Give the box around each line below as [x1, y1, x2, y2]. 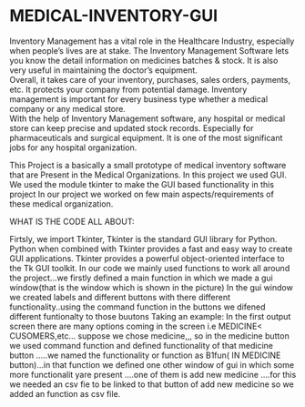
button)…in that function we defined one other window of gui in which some [9, 359, 294, 370]
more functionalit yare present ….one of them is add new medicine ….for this [9, 369, 297, 380]
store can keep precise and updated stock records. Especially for [9, 122, 254, 133]
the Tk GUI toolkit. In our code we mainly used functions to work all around [9, 262, 290, 273]
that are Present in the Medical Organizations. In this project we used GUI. [9, 169, 287, 180]
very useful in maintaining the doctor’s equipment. [9, 65, 198, 76]
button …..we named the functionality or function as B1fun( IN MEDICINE [9, 350, 281, 361]
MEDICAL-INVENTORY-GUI [9, 5, 219, 26]
